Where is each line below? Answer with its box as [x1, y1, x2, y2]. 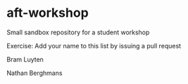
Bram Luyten [6, 55, 44, 64]
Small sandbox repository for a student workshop [6, 28, 150, 36]
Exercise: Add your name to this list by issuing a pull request [6, 41, 181, 50]
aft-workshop [6, 5, 89, 21]
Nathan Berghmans [6, 69, 63, 77]
